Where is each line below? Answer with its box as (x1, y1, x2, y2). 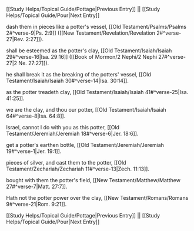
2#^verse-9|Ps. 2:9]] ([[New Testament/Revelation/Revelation (6, 29, 156, 36)
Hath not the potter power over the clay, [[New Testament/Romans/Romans (6, 195, 189, 201)
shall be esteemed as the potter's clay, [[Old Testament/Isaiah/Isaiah (6, 47, 172, 54)
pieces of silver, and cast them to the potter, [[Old (6, 159, 126, 166)
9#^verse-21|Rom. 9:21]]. (6, 200, 67, 207)
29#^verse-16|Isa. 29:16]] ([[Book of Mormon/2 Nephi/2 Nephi (6, 53, 158, 60)
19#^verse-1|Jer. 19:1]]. (6, 148, 62, 155)
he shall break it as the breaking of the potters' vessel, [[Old (6, 71, 152, 78)
